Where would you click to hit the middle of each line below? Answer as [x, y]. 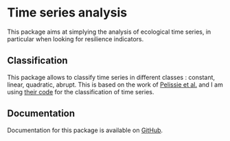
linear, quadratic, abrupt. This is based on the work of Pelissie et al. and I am [115, 85]
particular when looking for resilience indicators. [76, 39]
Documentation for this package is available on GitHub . [85, 130]
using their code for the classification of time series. [81, 91]
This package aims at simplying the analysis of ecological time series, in [109, 32]
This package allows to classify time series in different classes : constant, [111, 77]
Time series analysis [67, 13]
